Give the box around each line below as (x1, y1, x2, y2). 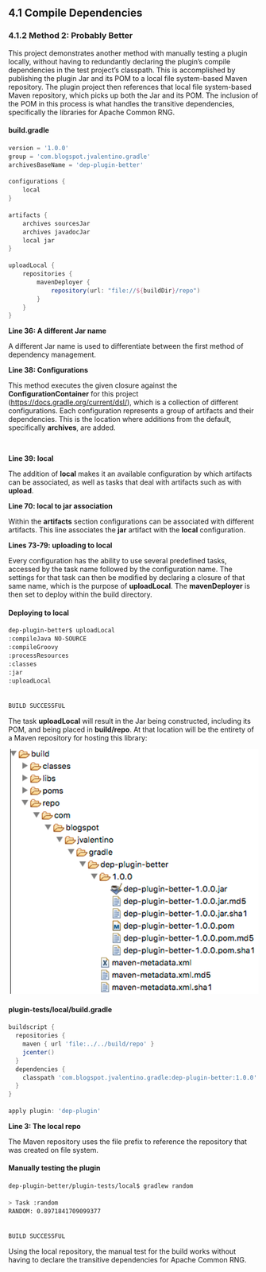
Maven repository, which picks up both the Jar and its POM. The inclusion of (8, 91, 259, 100)
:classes (8, 659, 37, 668)
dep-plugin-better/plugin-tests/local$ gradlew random (8, 1182, 194, 1190)
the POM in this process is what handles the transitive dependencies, (8, 99, 235, 108)
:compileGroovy (8, 644, 59, 651)
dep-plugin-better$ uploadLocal (8, 627, 115, 635)
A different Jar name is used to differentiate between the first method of (8, 342, 244, 351)
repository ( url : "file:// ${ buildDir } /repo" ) (50, 286, 201, 295)
